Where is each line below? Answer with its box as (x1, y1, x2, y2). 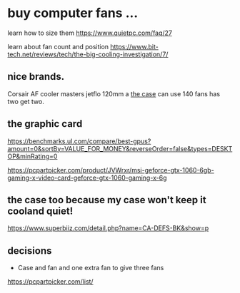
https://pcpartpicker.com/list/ (7, 277, 94, 286)
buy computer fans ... (7, 5, 139, 21)
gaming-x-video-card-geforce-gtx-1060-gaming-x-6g (7, 173, 167, 182)
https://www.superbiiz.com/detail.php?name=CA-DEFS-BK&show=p (7, 224, 209, 232)
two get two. (7, 97, 45, 106)
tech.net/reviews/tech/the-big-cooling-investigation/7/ (7, 50, 169, 58)
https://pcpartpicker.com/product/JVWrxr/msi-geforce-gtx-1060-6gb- (7, 165, 214, 174)
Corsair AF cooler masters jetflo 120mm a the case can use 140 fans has (7, 89, 220, 98)
